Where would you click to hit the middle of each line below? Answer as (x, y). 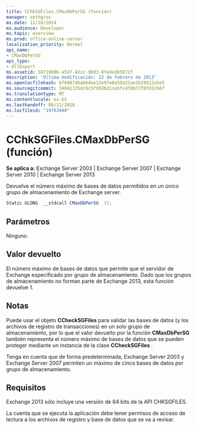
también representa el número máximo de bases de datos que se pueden (95, 339)
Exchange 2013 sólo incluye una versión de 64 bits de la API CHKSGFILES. (97, 402)
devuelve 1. (20, 287)
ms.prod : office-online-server (45, 39)
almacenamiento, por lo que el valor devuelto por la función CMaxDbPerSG (98, 333)
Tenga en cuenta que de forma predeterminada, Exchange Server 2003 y (95, 356)
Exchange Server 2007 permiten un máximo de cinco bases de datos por (95, 363)
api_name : (18, 50)
